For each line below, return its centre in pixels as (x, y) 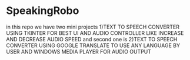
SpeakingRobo (43, 11)
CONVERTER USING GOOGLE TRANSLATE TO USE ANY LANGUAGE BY (93, 45)
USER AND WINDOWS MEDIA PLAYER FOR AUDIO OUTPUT (79, 51)
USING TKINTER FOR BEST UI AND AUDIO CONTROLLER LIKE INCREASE (95, 33)
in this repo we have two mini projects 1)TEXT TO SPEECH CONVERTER (93, 27)
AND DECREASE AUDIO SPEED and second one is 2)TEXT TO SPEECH (92, 39)
